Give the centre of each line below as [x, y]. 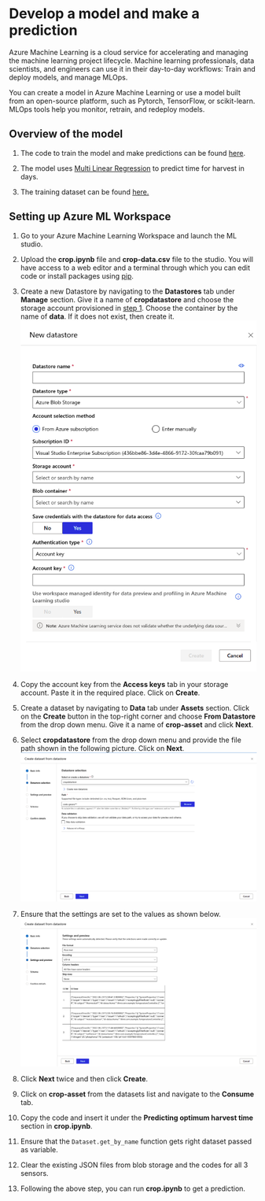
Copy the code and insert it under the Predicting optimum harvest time [137, 1118]
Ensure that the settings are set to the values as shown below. [120, 914]
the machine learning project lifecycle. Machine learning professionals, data [132, 61]
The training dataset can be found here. [85, 192]
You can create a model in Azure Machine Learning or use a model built [125, 92]
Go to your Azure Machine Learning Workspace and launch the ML [129, 235]
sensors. [35, 1173]
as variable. [39, 1150]
